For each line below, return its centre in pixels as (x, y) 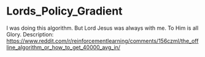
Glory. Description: (30, 34)
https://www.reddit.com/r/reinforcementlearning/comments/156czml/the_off (102, 41)
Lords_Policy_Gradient (64, 11)
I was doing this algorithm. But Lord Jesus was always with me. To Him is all (102, 28)
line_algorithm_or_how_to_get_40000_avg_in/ (64, 47)
